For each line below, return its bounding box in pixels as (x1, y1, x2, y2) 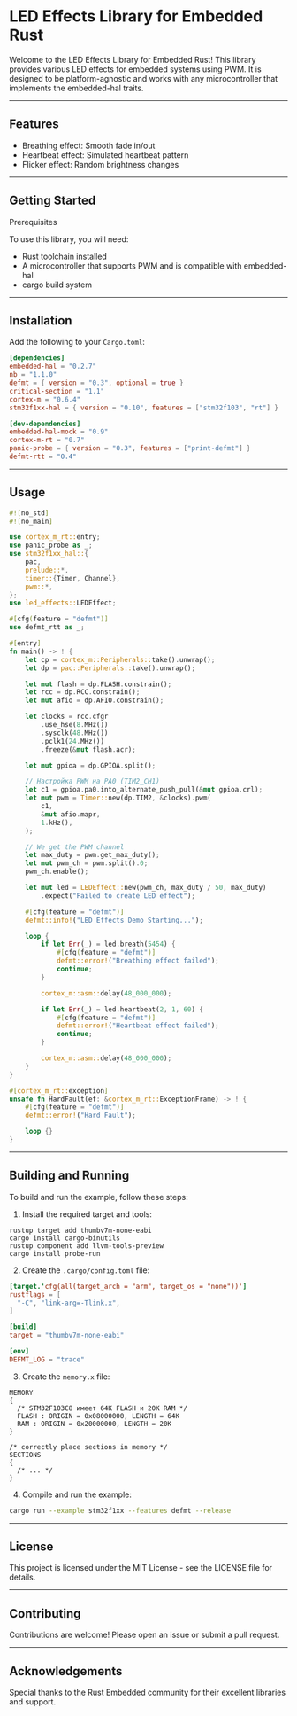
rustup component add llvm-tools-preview (9, 1241, 164, 1251)
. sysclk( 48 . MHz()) (41, 729, 109, 737)
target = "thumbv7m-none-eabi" (9, 1331, 125, 1340)
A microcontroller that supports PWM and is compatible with (21, 260, 242, 271)
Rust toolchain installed (21, 251, 108, 261)
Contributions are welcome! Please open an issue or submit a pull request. (9, 1629, 280, 1641)
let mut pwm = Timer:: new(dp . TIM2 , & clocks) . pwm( (25, 793, 212, 803)
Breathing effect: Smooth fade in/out (21, 140, 156, 151)
